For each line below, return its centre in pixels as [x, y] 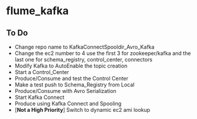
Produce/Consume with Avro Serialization [65, 91]
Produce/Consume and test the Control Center [72, 78]
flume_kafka [38, 11]
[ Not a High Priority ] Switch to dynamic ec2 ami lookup [83, 110]
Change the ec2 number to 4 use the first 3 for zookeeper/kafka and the [103, 53]
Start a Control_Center [42, 72]
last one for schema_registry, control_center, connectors [83, 59]
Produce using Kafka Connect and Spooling [68, 104]
